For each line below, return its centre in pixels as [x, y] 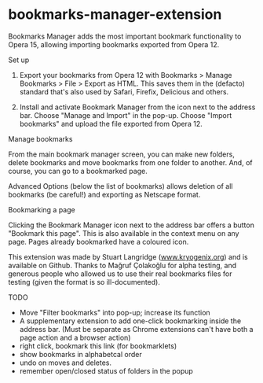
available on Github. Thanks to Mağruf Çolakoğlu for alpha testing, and [122, 265]
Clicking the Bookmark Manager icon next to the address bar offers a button [131, 225]
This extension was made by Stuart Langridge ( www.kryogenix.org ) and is [128, 256]
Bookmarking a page [42, 209]
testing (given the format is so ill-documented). [84, 282]
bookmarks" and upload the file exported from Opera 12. [111, 123]
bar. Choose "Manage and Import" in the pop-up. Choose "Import [126, 115]
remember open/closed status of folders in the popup [106, 370]
